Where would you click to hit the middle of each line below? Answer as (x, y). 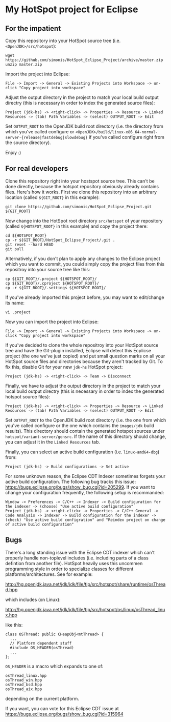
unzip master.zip (24, 65)
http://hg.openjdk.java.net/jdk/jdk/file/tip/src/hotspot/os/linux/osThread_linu (85, 609)
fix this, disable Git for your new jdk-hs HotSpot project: (64, 367)
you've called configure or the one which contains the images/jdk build (80, 425)
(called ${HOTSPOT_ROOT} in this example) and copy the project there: (77, 226)
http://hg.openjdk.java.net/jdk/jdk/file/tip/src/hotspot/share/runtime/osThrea (86, 584)
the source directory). (28, 143)
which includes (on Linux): (33, 599)
